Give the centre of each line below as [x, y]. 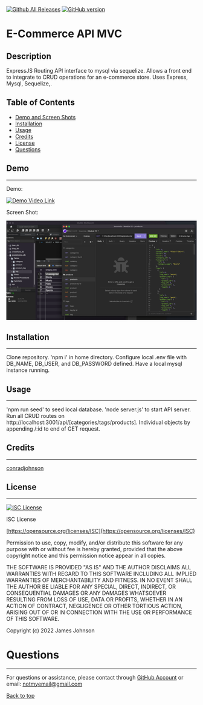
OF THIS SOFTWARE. [33, 618]
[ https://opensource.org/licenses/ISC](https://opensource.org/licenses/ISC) [101, 531]
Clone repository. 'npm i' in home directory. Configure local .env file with [97, 357]
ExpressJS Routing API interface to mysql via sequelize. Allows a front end [99, 71]
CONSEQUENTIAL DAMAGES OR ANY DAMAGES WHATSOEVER [86, 593]
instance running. [28, 370]
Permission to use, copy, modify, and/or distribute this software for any [95, 543]
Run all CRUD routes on [36, 416]
